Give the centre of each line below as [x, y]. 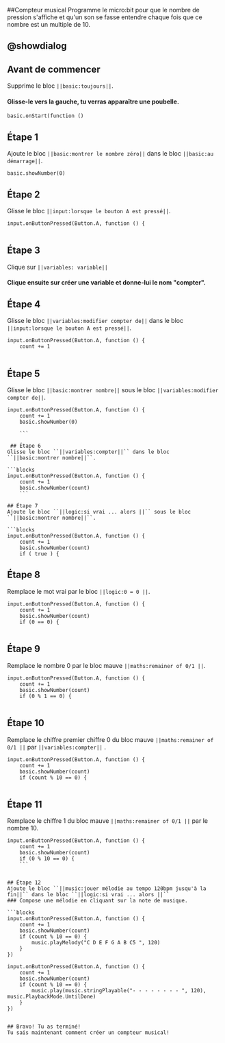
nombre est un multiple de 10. [49, 24]
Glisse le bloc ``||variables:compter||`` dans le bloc [88, 452]
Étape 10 [26, 723]
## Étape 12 [24, 883]
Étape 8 [24, 575]
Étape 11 [25, 804]
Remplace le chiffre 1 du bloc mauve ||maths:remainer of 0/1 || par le [108, 821]
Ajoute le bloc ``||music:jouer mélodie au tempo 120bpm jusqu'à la [107, 889]
